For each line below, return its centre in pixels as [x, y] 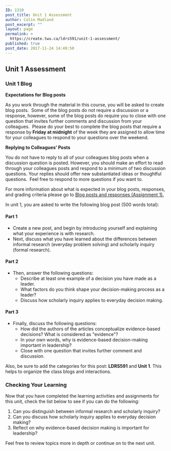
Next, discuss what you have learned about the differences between [85, 239]
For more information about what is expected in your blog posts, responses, [85, 189]
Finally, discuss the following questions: [55, 323]
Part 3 [12, 312]
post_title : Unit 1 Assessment [39, 15]
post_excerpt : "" [24, 24]
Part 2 [12, 261]
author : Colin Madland [29, 20]
